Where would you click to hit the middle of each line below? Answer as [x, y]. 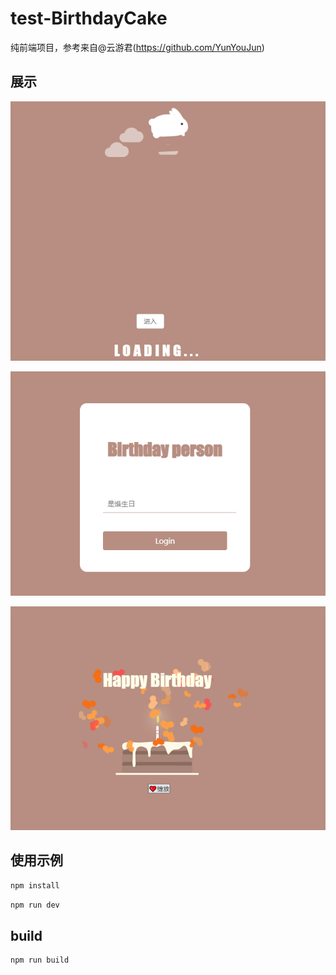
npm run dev [35, 905]
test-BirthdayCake [89, 18]
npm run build [40, 960]
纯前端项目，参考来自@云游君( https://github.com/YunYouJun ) [137, 47]
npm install [35, 885]
